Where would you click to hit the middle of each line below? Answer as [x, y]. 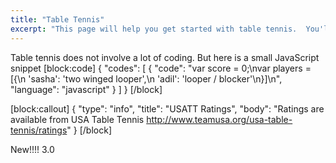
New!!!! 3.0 [32, 149]
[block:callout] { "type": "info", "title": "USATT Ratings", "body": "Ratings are [167, 108]
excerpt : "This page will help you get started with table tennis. [154, 29]
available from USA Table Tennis [77, 119]
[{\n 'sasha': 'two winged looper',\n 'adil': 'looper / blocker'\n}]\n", [146, 78]
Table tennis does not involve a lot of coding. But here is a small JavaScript [165, 57]
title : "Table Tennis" [57, 19]
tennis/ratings [39, 130]
